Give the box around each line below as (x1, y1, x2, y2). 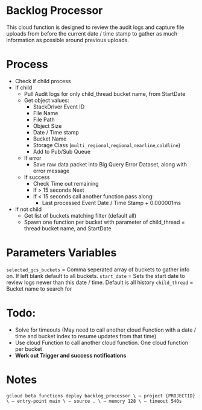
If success (24, 173, 50, 181)
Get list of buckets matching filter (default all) (24, 212, 137, 219)
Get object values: (24, 96, 69, 104)
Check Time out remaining (33, 180, 99, 187)
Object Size (33, 122, 62, 130)
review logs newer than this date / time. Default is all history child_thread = (6, 279, 194, 286)
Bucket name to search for (6, 285, 72, 292)
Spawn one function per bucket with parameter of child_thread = (24, 218, 185, 225)
